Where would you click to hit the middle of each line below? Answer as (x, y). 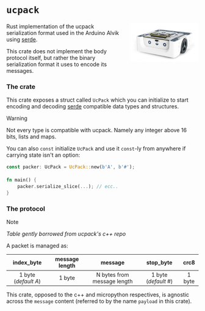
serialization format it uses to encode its (57, 64)
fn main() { (21, 180)
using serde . (22, 39)
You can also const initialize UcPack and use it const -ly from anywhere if (96, 149)
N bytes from (113, 274)
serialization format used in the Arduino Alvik (63, 32)
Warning (17, 118)
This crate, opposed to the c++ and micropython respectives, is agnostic (98, 295)
